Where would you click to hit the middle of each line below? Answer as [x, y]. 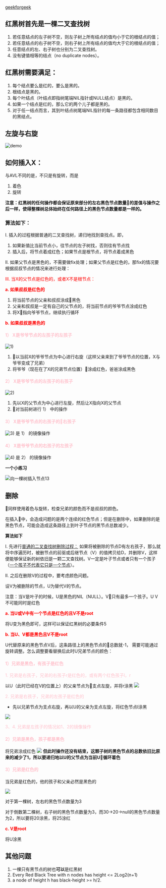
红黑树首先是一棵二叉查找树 [48, 24]
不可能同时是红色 [23, 603]
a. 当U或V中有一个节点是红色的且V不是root [49, 613]
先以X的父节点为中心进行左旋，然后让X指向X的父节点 [67, 403]
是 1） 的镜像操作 [33, 433]
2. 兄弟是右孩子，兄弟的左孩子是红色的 [45, 697]
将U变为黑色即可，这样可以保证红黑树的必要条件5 [56, 624]
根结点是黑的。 [28, 92]
